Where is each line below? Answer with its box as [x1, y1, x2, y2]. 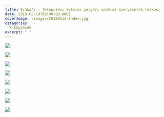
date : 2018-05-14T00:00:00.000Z [5, 12, 71, 17]
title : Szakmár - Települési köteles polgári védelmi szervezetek [5, 7, 143, 12]
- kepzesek [9, 25, 32, 30]
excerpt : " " [5, 30, 32, 34]
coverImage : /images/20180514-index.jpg [5, 16, 89, 21]
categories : [5, 20, 29, 26]
